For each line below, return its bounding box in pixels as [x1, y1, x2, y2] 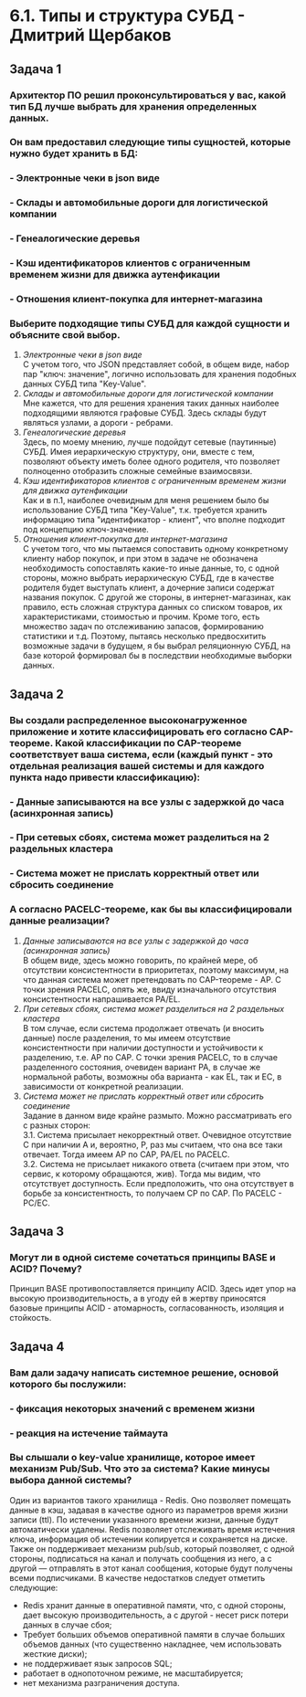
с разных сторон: [22, 1120, 91, 1131]
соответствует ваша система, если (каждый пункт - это [9, 748, 274, 761]
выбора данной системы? [9, 1474, 132, 1487]
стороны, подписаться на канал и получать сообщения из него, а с [9, 1553, 272, 1564]
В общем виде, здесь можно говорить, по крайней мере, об [22, 954, 259, 965]
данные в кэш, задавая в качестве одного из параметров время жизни [9, 1504, 289, 1515]
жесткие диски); [22, 1648, 88, 1659]
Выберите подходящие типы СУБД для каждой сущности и [9, 317, 290, 330]
